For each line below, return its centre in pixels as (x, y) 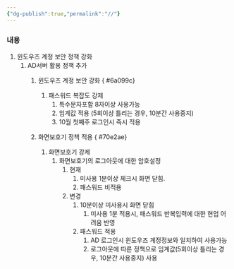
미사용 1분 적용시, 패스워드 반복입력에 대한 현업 (155, 213)
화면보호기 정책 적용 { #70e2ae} (82, 137)
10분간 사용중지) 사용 (129, 258)
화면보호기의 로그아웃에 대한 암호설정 (110, 160)
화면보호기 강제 (69, 152)
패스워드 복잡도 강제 (76, 95)
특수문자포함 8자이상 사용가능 (99, 104)
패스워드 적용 (98, 231)
